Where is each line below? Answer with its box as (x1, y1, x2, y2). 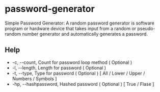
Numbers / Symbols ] (12, 75, 57, 82)
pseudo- (137, 25, 155, 31)
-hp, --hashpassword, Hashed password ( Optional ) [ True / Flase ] (12, 81, 154, 87)
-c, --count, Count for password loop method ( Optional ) (12, 59, 132, 65)
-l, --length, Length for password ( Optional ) (12, 64, 106, 71)
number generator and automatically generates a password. (22, 31, 148, 37)
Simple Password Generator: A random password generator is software (5, 20, 155, 26)
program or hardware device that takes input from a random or (5, 25, 137, 31)
